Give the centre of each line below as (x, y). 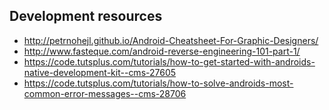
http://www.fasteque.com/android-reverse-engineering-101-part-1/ (162, 51)
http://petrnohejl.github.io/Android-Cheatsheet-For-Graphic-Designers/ (171, 40)
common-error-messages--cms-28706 (105, 93)
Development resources (86, 16)
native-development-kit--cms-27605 (100, 72)
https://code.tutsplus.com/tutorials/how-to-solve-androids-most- (158, 83)
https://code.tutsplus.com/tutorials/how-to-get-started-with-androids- (169, 61)
